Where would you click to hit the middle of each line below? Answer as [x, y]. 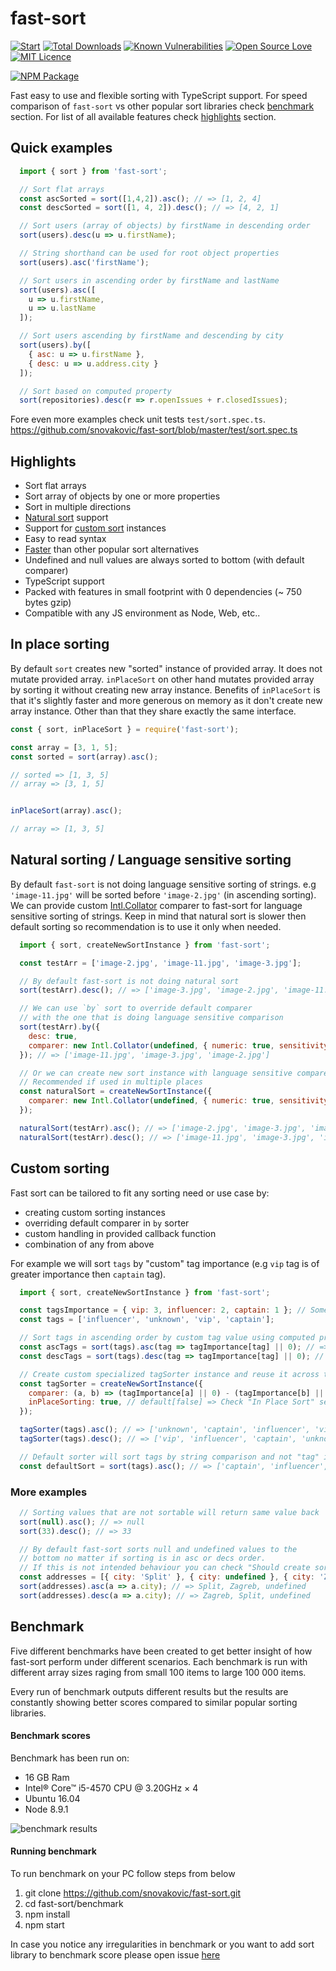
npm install [47, 1914]
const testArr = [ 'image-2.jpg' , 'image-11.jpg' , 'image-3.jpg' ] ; [160, 963]
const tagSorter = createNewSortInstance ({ [111, 1383]
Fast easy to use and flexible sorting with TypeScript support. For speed [159, 95]
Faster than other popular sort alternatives [112, 549]
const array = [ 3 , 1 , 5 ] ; [64, 747]
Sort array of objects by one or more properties [122, 496]
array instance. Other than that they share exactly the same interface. [153, 711]
